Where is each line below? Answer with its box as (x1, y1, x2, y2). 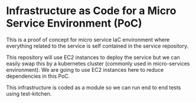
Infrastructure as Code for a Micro (6, 4, 177, 18)
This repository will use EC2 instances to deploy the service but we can (6, 54, 180, 61)
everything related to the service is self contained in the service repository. (6, 42, 189, 49)
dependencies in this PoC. (6, 72, 70, 79)
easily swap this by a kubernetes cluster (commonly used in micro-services (6, 60, 190, 67)
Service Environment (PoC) (6, 16, 143, 30)
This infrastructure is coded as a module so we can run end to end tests (6, 84, 181, 91)
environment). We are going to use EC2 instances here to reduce (6, 66, 164, 73)
